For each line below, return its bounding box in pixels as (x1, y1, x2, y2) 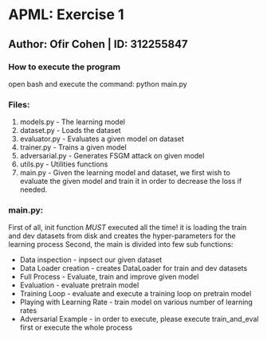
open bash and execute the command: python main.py (8, 79, 187, 88)
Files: (8, 99, 30, 110)
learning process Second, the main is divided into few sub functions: (8, 240, 234, 249)
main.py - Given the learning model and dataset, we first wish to (19, 168, 231, 178)
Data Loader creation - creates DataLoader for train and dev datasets (19, 264, 248, 273)
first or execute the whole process (19, 322, 133, 332)
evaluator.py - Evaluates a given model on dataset (19, 134, 185, 144)
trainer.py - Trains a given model (19, 143, 128, 152)
